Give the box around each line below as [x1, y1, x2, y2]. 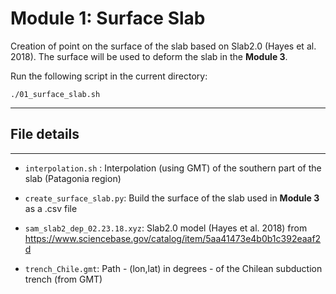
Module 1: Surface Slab [10, 7, 206, 30]
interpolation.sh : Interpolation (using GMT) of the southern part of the [24, 162, 322, 174]
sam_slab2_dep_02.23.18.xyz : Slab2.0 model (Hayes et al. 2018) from [24, 222, 308, 234]
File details [10, 126, 80, 143]
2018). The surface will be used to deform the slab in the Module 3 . [10, 50, 288, 62]
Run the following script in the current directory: [10, 70, 208, 82]
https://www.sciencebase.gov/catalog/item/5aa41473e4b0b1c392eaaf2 [24, 232, 322, 244]
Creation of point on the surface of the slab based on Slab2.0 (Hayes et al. [10, 40, 317, 52]
